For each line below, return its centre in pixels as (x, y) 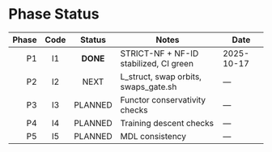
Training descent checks (167, 123)
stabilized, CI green (157, 63)
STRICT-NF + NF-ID (159, 53)
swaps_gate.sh (149, 87)
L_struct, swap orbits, (161, 76)
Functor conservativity (163, 99)
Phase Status (54, 14)
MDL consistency (153, 136)
